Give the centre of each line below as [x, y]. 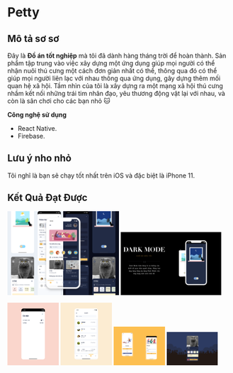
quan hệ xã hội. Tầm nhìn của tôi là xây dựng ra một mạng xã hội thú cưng [115, 86]
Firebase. [31, 136]
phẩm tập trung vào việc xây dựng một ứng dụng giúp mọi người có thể [111, 63]
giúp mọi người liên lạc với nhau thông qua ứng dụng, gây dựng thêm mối [114, 78]
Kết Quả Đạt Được [47, 198]
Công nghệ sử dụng [37, 115]
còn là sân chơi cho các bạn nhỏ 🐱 [59, 101]
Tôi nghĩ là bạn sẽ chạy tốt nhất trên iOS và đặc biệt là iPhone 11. [101, 175]
